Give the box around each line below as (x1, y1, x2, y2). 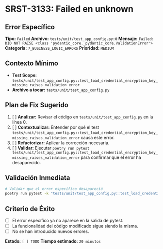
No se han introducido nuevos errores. (12, 229, 89, 234)
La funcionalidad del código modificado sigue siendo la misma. (12, 223, 138, 229)
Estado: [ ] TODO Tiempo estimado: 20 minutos (5, 238, 101, 244)
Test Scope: (12, 72, 37, 78)
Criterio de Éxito (5, 205, 55, 213)
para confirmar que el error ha (81, 154, 142, 160)
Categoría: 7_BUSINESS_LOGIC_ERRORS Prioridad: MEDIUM (5, 45, 114, 51)
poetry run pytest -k (5, 191, 49, 196)
